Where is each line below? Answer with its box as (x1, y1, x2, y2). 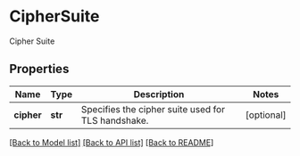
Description (133, 87, 185, 100)
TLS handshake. (80, 114, 149, 127)
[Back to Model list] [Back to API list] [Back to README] (9, 136, 214, 148)
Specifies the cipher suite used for (80, 103, 226, 115)
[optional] (245, 109, 287, 121)
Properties (9, 62, 70, 77)
